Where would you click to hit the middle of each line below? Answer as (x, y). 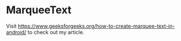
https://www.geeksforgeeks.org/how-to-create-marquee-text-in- (96, 26)
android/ (16, 32)
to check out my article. (56, 32)
